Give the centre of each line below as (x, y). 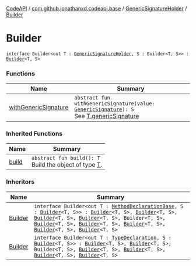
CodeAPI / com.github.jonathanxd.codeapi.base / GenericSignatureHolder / (97, 8)
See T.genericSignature (107, 116)
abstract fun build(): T (66, 158)
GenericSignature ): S (104, 110)
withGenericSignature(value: (115, 104)
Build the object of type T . (67, 164)
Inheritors (20, 182)
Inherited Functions (34, 134)
